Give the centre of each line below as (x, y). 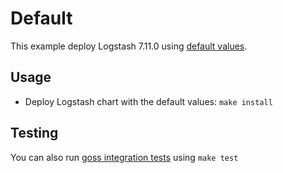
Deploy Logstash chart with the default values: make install (148, 101)
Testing (34, 133)
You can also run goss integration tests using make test (124, 157)
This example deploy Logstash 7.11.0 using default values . (129, 46)
